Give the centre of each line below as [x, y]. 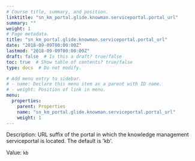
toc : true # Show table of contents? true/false [70, 62]
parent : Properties [41, 106]
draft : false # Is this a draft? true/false [64, 56]
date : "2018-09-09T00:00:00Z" [44, 46]
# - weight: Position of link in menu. [56, 90]
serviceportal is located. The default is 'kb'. [59, 141]
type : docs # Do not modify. [44, 68]
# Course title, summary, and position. [58, 12]
